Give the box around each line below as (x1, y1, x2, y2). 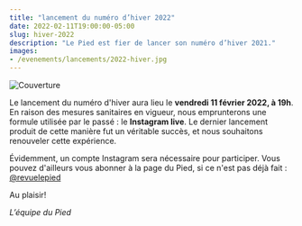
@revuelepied (9, 172, 61, 183)
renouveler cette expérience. (9, 136, 117, 146)
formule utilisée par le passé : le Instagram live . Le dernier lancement (9, 116, 269, 127)
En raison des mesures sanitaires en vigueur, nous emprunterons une (9, 107, 267, 117)
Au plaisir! (9, 190, 47, 200)
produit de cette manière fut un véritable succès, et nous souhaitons (9, 126, 263, 136)
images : (9, 47, 39, 56)
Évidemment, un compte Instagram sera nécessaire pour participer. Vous (9, 153, 281, 163)
